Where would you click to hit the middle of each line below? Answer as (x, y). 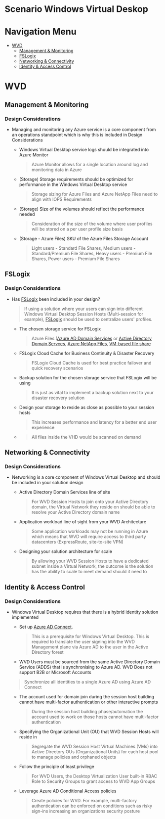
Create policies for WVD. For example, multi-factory (84, 801)
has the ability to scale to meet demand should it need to (89, 572)
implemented (25, 617)
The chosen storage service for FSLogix (60, 329)
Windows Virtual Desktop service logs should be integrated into (84, 150)
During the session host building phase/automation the (87, 712)
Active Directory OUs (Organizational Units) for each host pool (95, 752)
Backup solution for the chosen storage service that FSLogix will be (88, 377)
